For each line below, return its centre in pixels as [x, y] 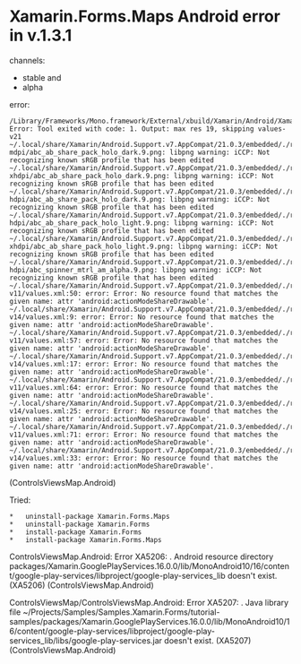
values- [272, 129]
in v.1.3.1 [41, 35]
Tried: [20, 500]
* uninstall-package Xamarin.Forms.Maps [90, 516]
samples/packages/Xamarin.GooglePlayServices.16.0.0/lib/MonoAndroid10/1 [150, 621]
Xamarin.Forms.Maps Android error [145, 17]
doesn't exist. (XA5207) [208, 640]
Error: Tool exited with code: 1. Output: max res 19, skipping [132, 129]
